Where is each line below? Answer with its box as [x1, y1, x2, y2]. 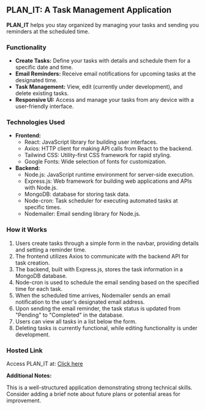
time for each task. [15, 285, 63, 292]
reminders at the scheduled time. [6, 28, 90, 35]
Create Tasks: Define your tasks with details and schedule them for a [15, 57, 191, 64]
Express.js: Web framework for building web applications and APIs [24, 177, 192, 185]
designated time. [15, 77, 58, 84]
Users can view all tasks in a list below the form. [15, 317, 137, 325]
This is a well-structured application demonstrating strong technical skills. [6, 384, 193, 391]
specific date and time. [15, 64, 73, 71]
